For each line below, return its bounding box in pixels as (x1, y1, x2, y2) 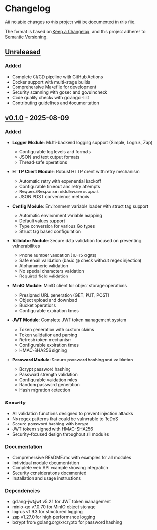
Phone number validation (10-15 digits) (19, 253, 97, 258)
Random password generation (19, 382, 80, 388)
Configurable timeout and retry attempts (19, 184, 101, 190)
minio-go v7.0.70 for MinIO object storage (12, 504, 96, 509)
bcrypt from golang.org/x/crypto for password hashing (12, 519, 122, 525)
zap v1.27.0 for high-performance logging (12, 514, 96, 520)
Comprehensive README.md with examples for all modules (12, 454, 131, 460)
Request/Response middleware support (19, 189, 99, 194)
